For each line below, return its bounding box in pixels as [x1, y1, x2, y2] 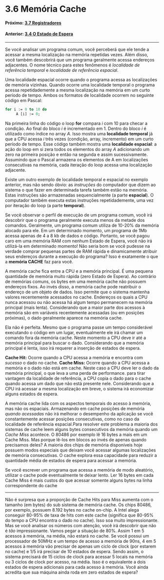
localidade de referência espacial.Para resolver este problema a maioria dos [5, 421, 158, 427]
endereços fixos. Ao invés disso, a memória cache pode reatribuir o [5, 283, 142, 289]
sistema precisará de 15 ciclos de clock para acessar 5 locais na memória [5, 554, 153, 559]
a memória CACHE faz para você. [5, 258, 73, 264]
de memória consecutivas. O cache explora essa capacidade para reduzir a [5, 452, 157, 458]
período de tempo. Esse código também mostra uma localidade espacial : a [5, 141, 157, 147]
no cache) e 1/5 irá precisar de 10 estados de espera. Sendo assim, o [5, 548, 144, 554]
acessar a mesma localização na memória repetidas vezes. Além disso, [5, 51, 148, 57]
